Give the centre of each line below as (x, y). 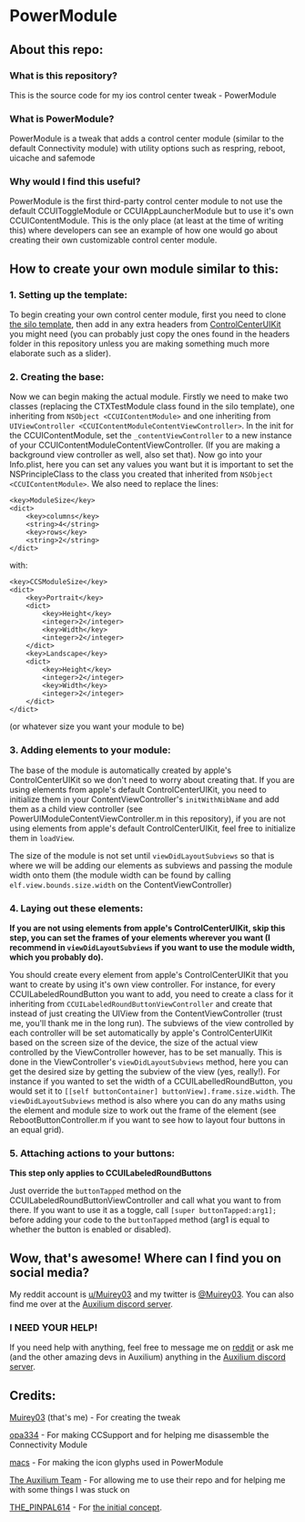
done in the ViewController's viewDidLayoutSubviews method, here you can (149, 1062)
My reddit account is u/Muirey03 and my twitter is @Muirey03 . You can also (152, 1294)
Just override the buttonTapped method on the (96, 1191)
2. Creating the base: (57, 377)
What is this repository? (64, 76)
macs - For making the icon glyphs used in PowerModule (117, 1463)
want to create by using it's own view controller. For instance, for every (142, 984)
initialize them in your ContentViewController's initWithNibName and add (144, 799)
